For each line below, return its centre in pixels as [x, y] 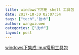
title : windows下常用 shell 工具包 [40, 10]
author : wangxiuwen [25, 24]
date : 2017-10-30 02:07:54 [33, 14]
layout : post [19, 33]
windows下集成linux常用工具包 [37, 47]
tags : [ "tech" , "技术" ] [28, 19]
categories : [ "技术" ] [27, 28]
